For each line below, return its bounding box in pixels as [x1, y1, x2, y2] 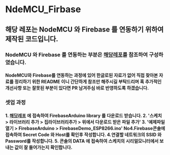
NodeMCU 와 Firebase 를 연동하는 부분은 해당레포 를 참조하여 [5, 51, 148, 58]
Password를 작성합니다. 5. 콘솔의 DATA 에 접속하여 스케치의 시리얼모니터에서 [5, 138, 159, 144]
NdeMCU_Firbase [5, 4, 81, 15]
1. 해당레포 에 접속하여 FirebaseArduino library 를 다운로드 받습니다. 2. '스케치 [5, 112, 162, 118]
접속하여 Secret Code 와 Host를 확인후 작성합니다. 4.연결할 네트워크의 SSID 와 [5, 131, 162, 138]
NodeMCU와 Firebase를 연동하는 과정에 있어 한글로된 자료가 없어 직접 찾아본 [5, 72, 158, 78]
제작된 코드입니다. [5, 35, 58, 43]
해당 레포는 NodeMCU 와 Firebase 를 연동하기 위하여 [5, 25, 164, 34]
